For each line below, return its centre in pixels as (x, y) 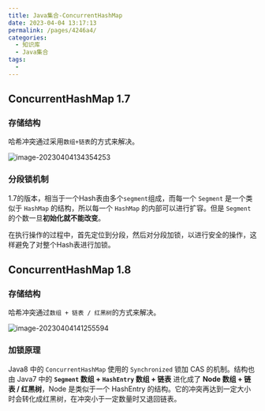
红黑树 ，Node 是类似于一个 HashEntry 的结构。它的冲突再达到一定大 (132, 389)
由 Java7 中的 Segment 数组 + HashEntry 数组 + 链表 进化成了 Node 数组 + (125, 379)
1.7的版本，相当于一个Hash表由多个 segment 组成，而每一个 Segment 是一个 (127, 198)
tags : (17, 60)
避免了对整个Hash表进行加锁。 (65, 244)
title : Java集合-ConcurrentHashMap (65, 15)
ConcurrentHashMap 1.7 (69, 99)
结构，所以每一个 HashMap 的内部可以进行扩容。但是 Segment (154, 208)
